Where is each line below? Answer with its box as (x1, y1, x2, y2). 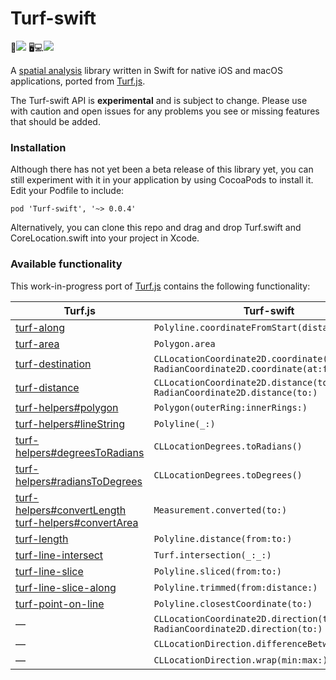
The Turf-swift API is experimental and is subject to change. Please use (10, 94, 308, 106)
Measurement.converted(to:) (153, 504, 288, 516)
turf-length (15, 532, 69, 546)
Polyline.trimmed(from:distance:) (153, 582, 318, 593)
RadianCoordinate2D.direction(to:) (153, 623, 323, 634)
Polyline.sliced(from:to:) (153, 565, 283, 577)
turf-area (15, 337, 60, 351)
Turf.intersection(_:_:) (153, 549, 272, 561)
